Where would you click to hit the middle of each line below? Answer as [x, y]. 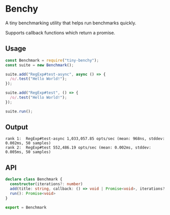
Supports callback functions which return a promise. [60, 32]
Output [17, 127]
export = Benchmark [26, 207]
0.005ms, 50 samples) [28, 152]
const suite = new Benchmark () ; [39, 65]
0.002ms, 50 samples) [28, 143]
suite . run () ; [19, 111]
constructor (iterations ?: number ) [46, 184]
